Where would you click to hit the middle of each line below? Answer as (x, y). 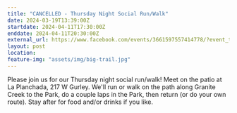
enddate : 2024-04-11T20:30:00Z (53, 33)
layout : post (26, 46)
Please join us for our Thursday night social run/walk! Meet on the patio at (115, 79)
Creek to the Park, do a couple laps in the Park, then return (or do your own (117, 94)
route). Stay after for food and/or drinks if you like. (80, 102)
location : (22, 53)
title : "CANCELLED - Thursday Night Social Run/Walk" (88, 14)
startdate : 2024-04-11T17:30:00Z (56, 27)
